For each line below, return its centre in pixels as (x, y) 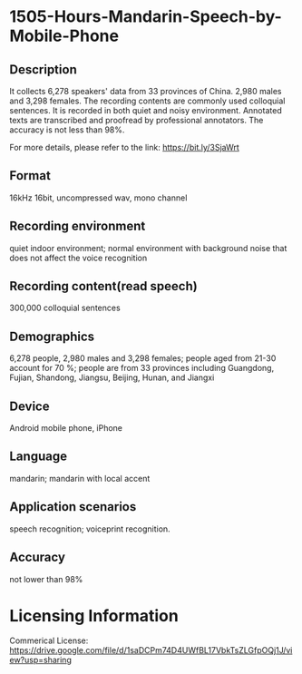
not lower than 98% (46, 579)
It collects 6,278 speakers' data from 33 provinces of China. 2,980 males (146, 91)
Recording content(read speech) (103, 286)
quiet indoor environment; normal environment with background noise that (148, 248)
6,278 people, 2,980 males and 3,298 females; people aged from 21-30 (143, 358)
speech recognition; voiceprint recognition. (90, 529)
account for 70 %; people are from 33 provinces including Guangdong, (142, 368)
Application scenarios (73, 507)
